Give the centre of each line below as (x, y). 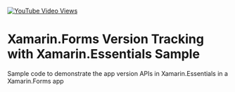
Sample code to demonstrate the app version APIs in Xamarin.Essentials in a (118, 73)
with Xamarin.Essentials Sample (104, 54)
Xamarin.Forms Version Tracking (106, 39)
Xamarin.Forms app (36, 81)
